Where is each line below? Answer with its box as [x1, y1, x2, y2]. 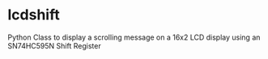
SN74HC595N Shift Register [7, 40, 102, 50]
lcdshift [7, 6, 60, 24]
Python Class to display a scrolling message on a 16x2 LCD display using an [7, 32, 261, 42]
